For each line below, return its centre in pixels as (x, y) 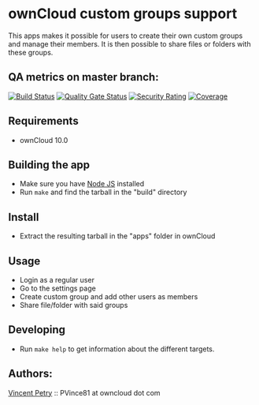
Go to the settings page (57, 288)
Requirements (43, 121)
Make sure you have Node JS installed (82, 184)
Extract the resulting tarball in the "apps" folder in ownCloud (117, 236)
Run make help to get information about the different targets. (117, 349)
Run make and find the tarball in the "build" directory (103, 192)
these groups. (31, 52)
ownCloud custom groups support (123, 14)
